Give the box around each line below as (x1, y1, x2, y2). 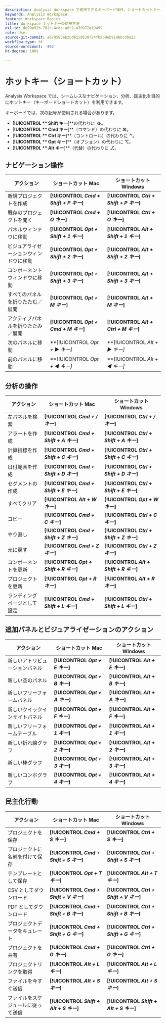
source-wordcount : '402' (5, 44, 56, 49)
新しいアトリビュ (7, 657, 48, 664)
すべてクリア (7, 500, 37, 507)
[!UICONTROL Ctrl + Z (104, 542, 157, 549)
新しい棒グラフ (7, 759, 43, 766)
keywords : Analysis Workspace (5, 12, 68, 17)
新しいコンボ (7, 772, 38, 779)
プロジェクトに (7, 846, 43, 853)
